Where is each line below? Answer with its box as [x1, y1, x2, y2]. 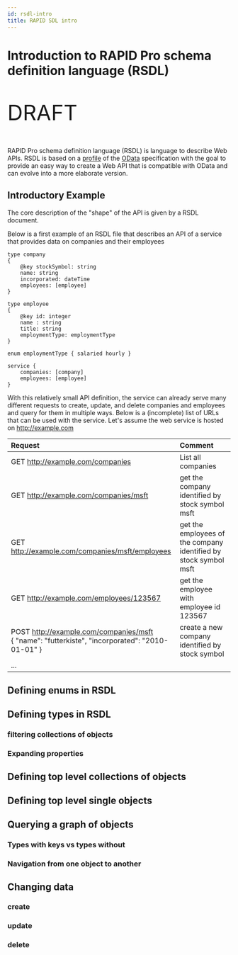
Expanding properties [7, 749, 84, 759]
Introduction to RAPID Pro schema [7, 47, 212, 64]
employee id [179, 601, 221, 611]
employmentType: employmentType [20, 331, 115, 339]
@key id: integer [20, 312, 72, 320]
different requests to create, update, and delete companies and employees [7, 401, 225, 409]
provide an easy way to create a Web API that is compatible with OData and [7, 161, 228, 170]
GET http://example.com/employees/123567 [11, 593, 161, 603]
